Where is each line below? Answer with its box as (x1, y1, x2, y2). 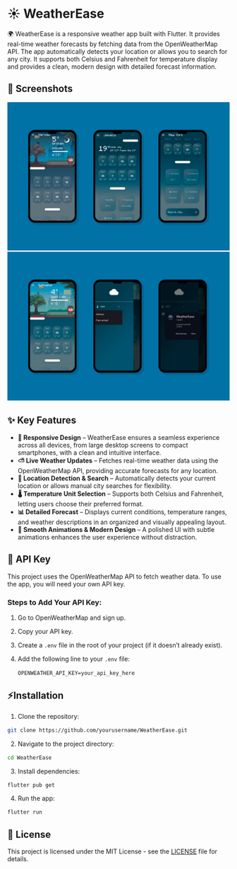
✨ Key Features (7, 414, 76, 426)
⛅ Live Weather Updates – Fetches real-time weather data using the (17, 456, 219, 465)
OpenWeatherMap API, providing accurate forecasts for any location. (17, 466, 219, 475)
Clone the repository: (17, 712, 80, 720)
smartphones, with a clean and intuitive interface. (17, 448, 162, 457)
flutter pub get (7, 781, 55, 788)
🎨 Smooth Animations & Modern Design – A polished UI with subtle (17, 525, 215, 533)
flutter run (7, 809, 42, 816)
